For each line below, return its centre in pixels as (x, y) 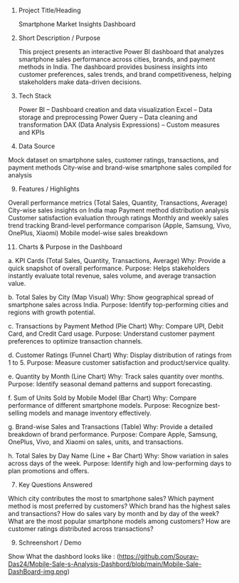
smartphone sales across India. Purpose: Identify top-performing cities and (118, 305)
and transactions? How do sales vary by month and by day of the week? (114, 514)
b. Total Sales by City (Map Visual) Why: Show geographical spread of (111, 297)
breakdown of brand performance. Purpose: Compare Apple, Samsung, (113, 434)
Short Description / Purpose (59, 38)
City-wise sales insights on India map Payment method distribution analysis (119, 210)
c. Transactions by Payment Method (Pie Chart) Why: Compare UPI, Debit (116, 326)
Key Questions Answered (55, 485)
